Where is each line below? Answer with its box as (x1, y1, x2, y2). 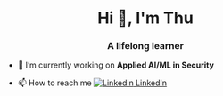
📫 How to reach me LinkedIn (17, 77, 168, 88)
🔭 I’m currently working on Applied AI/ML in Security (17, 60, 214, 70)
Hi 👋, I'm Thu (97, 8, 194, 28)
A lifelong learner (106, 40, 185, 52)
